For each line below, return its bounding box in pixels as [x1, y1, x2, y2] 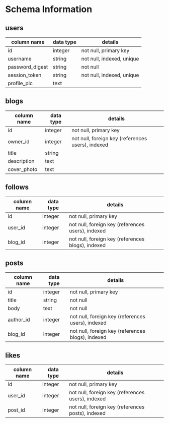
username [8, 55, 32, 62]
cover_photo [8, 165, 38, 172]
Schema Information [5, 4, 93, 15]
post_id [8, 407, 25, 414]
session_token [8, 72, 42, 79]
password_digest [8, 64, 48, 70]
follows [5, 183, 29, 192]
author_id [8, 316, 30, 323]
